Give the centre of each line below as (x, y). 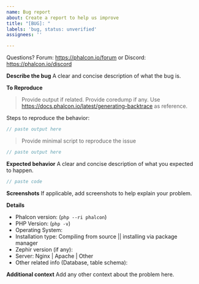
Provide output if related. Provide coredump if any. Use (91, 100)
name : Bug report (28, 12)
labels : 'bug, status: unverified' (52, 29)
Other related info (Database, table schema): (71, 262)
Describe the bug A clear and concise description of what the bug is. (94, 76)
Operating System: (39, 230)
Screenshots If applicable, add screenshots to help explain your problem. (99, 193)
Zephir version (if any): (44, 249)
